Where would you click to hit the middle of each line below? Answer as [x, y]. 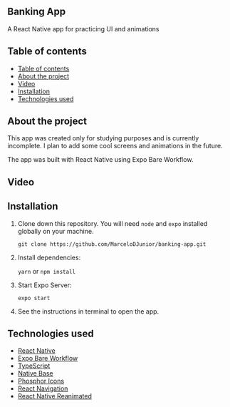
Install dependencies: [49, 257]
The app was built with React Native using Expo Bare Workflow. [100, 160]
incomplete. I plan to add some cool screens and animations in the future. [115, 146]
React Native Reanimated [55, 396]
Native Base [35, 373]
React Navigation [43, 388]
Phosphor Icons [41, 381]
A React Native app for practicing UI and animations [83, 29]
